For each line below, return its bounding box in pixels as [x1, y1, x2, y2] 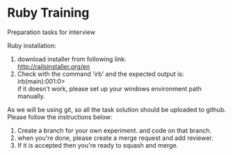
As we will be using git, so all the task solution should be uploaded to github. [7, 105, 227, 114]
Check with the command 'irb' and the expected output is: [17, 70, 184, 78]
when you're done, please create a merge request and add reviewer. [17, 134, 214, 142]
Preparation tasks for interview [7, 28, 96, 36]
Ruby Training [7, 5, 90, 21]
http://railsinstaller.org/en [17, 62, 90, 70]
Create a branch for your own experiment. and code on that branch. [17, 126, 212, 134]
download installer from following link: [17, 54, 127, 63]
